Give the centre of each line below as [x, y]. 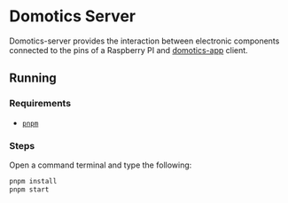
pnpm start [29, 189]
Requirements [40, 104]
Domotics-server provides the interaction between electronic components [144, 41]
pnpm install [33, 181]
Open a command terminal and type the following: [101, 165]
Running [33, 78]
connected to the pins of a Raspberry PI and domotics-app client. [128, 50]
